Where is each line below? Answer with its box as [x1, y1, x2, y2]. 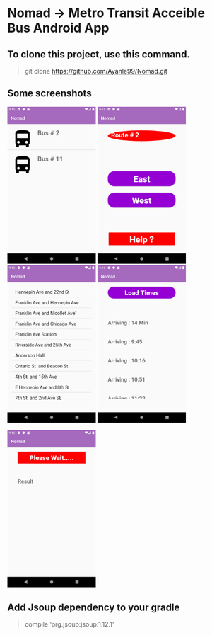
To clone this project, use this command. [7, 48, 191, 60]
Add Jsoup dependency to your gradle [7, 601, 180, 613]
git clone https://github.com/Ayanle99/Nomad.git [24, 67, 167, 75]
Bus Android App [7, 20, 110, 36]
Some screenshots [7, 87, 92, 100]
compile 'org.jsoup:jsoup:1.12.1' [24, 620, 114, 629]
